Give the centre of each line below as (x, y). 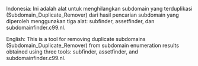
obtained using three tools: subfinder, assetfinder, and (72, 52)
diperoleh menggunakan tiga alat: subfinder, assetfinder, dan (80, 21)
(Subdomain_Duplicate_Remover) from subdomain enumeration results (93, 45)
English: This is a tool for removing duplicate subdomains (76, 39)
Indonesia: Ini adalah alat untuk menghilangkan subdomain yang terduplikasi (99, 9)
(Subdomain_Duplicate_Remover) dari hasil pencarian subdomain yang (92, 15)
